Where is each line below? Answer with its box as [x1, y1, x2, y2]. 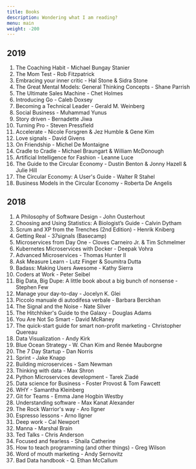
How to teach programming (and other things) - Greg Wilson [15, 444, 166, 451]
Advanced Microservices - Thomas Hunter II [15, 251, 126, 258]
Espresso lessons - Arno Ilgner [15, 412, 93, 419]
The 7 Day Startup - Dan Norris [15, 348, 93, 355]
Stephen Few [15, 283, 49, 290]
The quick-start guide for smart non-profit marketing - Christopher [15, 322, 182, 329]
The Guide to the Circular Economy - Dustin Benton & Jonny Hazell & [15, 161, 187, 168]
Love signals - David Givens [15, 135, 85, 142]
